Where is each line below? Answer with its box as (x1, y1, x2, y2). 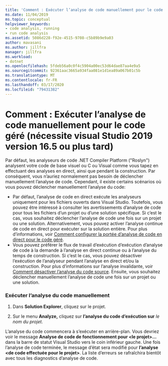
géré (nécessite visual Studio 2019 (5, 130, 153, 141)
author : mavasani (5, 40, 42, 45)
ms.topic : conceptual (5, 17, 51, 22)
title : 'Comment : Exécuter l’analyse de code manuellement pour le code (5, 7, 163, 13)
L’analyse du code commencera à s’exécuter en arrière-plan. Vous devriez (5, 328, 159, 334)
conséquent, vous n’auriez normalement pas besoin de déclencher (5, 173, 144, 179)
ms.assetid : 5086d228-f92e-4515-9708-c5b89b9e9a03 (5, 36, 114, 41)
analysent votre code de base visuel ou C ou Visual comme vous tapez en (5, 163, 158, 169)
